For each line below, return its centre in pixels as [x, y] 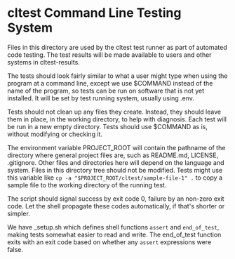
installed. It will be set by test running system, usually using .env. [101, 98]
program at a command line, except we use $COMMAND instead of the [110, 83]
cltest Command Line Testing [94, 13]
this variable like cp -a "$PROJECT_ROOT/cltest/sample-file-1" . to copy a [115, 178]
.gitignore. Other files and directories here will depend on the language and [116, 162]
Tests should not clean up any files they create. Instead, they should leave [114, 112]
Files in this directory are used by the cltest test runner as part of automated [117, 47]
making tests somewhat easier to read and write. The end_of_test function [114, 234]
